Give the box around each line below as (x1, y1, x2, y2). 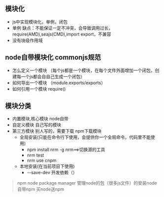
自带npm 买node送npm (17, 186, 65, 192)
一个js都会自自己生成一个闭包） (21, 73, 85, 79)
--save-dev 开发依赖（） (27, 170, 77, 176)
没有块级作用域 (12, 37, 43, 43)
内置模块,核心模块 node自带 (12, 116, 69, 122)
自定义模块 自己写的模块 (12, 122, 62, 128)
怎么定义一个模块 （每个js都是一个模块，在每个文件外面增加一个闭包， (12, 67, 155, 73)
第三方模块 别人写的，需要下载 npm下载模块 (12, 128, 102, 134)
